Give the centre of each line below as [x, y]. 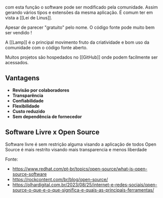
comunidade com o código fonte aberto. [46, 48]
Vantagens [22, 78]
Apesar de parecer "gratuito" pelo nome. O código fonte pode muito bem [80, 27]
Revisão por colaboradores [41, 90]
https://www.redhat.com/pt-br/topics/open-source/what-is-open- [80, 169]
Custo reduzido [29, 111]
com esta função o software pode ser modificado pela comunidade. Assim [81, 7]
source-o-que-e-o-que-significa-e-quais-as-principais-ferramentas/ [83, 190]
